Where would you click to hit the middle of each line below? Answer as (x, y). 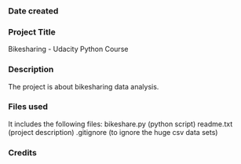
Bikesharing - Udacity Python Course (68, 49)
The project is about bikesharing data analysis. (84, 86)
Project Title (32, 31)
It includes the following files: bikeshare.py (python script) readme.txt (120, 124)
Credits (22, 152)
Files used (28, 107)
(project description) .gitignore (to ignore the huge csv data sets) (113, 132)
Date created (33, 11)
